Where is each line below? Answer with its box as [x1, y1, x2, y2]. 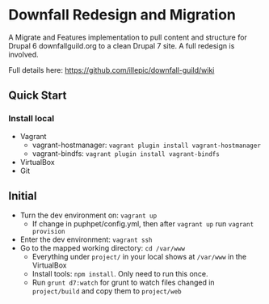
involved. [8, 49, 39, 59]
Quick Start [8, 89, 67, 103]
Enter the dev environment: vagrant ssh [19, 234, 153, 244]
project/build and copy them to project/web [32, 286, 182, 296]
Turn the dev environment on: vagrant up [19, 210, 158, 220]
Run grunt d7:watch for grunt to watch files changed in [32, 277, 216, 288]
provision [32, 228, 66, 236]
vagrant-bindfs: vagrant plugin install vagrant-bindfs [32, 148, 220, 158]
